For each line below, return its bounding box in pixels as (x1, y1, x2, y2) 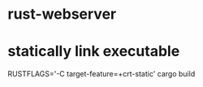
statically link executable (7, 42, 180, 61)
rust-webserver (7, 5, 117, 24)
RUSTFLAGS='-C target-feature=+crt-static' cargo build (7, 69, 196, 79)
